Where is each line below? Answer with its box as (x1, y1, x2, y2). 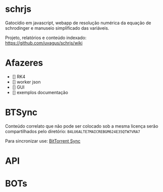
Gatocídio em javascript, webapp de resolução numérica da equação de (5, 20, 151, 26)
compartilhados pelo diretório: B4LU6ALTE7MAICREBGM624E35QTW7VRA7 (5, 128, 140, 134)
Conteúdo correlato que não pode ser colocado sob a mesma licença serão (5, 123, 159, 129)
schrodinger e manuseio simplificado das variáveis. (5, 25, 109, 31)
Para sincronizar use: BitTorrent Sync (5, 138, 81, 144)
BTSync (5, 107, 38, 118)
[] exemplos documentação (12, 89, 68, 95)
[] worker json (12, 79, 41, 85)
